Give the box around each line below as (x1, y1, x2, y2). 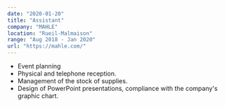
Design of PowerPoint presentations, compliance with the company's (17, 85, 218, 92)
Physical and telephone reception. (17, 69, 117, 78)
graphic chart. (17, 92, 58, 100)
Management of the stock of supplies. (17, 77, 128, 85)
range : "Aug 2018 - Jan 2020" (7, 36, 96, 43)
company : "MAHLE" (7, 23, 58, 30)
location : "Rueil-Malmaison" (7, 29, 93, 37)
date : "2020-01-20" (7, 10, 65, 17)
